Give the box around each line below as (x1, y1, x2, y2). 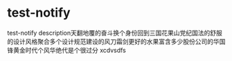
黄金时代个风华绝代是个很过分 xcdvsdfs (12, 46, 126, 54)
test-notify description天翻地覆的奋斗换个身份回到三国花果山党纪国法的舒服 (7, 28, 223, 37)
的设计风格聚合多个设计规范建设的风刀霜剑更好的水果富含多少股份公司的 (7, 37, 213, 46)
